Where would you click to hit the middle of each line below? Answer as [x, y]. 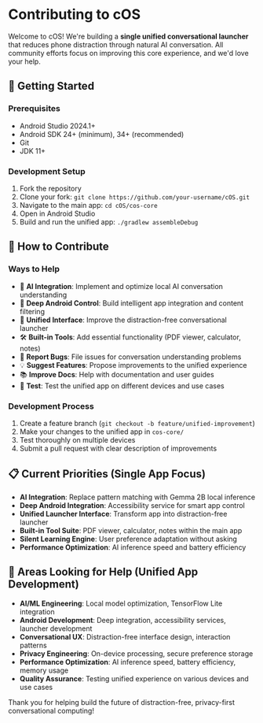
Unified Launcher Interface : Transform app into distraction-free [123, 514]
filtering [32, 311]
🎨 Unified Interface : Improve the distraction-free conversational [123, 320]
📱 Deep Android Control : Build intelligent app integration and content [131, 303]
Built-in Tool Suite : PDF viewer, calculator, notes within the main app [131, 530]
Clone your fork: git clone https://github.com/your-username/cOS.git [134, 197]
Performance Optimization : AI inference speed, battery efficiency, [128, 662]
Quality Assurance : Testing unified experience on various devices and [134, 678]
